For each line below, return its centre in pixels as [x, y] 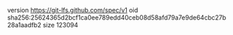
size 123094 [61, 25]
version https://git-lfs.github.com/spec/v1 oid [73, 10]
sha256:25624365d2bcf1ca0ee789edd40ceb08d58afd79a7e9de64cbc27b [117, 17]
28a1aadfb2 [24, 25]
